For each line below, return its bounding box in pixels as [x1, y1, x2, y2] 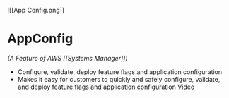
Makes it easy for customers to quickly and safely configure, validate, [17, 75, 221, 83]
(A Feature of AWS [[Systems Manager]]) [7, 54, 129, 62]
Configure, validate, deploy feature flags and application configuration [17, 67, 223, 76]
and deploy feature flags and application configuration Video [17, 82, 195, 91]
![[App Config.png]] [7, 6, 65, 14]
